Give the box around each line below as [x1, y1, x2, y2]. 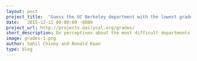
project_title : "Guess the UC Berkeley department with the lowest [6, 14, 177, 20]
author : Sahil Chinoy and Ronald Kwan [6, 41, 101, 47]
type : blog [6, 46, 33, 52]
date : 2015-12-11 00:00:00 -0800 [6, 19, 93, 25]
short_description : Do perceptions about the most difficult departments [6, 30, 191, 36]
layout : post [6, 8, 38, 15]
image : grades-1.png [6, 35, 57, 41]
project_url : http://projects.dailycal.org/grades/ [6, 24, 135, 31]
